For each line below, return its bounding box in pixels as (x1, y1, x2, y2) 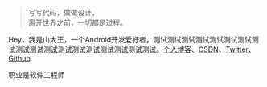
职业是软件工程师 (8, 70, 65, 79)
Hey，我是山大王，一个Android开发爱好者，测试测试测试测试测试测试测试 (8, 35, 253, 44)
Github (8, 53, 31, 63)
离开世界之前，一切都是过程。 (27, 18, 127, 27)
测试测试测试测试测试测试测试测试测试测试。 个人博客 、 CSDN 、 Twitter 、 (14, 45, 256, 54)
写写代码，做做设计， (27, 8, 99, 17)
